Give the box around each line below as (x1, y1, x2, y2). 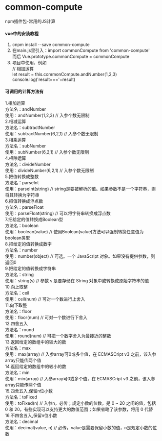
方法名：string (5, 271, 34, 278)
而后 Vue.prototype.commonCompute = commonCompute (12, 53, 130, 60)
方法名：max (5, 345, 31, 351)
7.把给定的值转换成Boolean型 (5, 217, 63, 222)
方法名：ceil (5, 290, 29, 296)
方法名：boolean (5, 222, 39, 229)
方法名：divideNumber (5, 161, 51, 168)
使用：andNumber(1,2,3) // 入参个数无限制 (5, 112, 90, 119)
